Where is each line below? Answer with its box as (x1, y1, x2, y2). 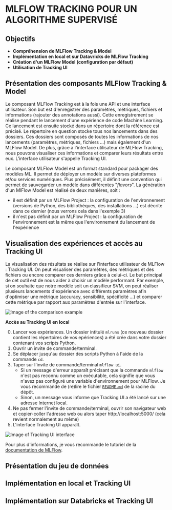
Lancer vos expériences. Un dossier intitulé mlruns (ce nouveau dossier (12, 329, 164, 335)
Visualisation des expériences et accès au (5, 239, 143, 248)
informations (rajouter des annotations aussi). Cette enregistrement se (5, 111, 154, 118)
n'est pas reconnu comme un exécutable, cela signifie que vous (20, 372, 155, 379)
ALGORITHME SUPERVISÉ (5, 14, 118, 26)
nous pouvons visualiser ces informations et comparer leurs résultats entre (5, 150, 164, 156)
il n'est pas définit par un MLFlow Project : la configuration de (12, 213, 143, 220)
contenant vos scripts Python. (12, 340, 76, 346)
